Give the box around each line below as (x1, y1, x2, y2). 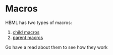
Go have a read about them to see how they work (5, 44, 108, 50)
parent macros (12, 34, 43, 40)
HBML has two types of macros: (5, 19, 72, 25)
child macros (12, 29, 40, 35)
